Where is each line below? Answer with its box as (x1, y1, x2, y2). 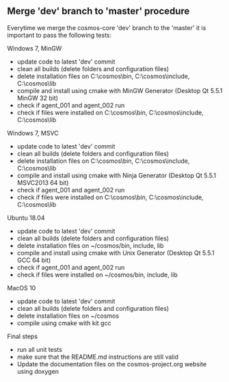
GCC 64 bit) (16, 256, 51, 264)
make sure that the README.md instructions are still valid (16, 353, 179, 361)
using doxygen (16, 367, 59, 375)
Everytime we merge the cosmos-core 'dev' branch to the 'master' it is (7, 23, 206, 31)
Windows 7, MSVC (7, 129, 59, 137)
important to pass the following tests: (7, 31, 112, 39)
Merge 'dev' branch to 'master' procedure (7, 5, 190, 17)
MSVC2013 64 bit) (16, 178, 69, 187)
